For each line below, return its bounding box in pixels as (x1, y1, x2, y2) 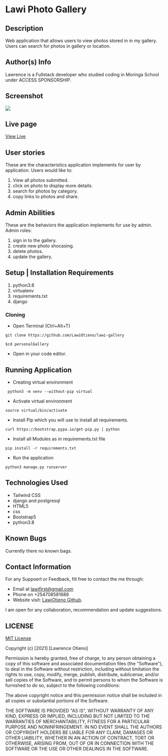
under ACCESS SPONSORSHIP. (5, 77, 71, 83)
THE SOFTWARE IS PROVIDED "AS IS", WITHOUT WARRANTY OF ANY (5, 708, 154, 714)
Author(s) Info (5, 58, 52, 67)
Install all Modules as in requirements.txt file (12, 435, 106, 442)
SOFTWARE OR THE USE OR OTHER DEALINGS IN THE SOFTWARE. (5, 746, 149, 752)
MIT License (5, 635, 32, 641)
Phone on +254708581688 (12, 592, 69, 598)
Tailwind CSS (12, 492, 41, 498)
